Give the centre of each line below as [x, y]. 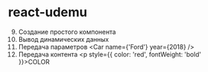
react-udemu [48, 12]
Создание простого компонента [67, 32]
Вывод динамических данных [64, 39]
